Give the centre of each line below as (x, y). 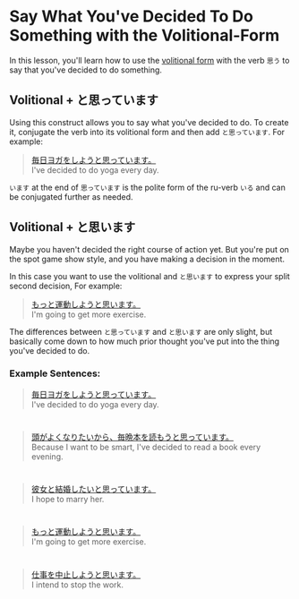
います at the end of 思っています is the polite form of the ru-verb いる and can (148, 187)
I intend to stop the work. (77, 585)
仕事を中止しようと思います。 (86, 574)
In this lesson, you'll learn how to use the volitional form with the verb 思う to (149, 60)
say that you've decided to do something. (86, 70)
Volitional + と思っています (84, 100)
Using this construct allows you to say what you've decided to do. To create (149, 122)
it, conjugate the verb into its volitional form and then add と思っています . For (147, 132)
